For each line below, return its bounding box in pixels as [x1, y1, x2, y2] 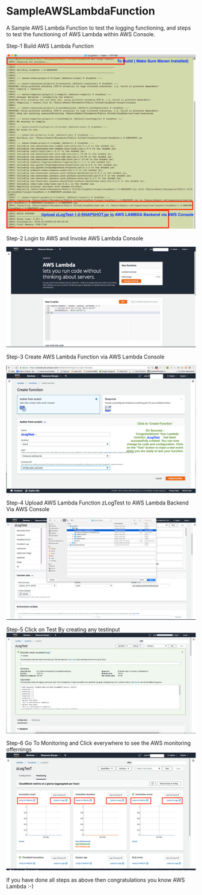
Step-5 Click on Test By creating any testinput [6, 626, 120, 633]
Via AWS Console [6, 505, 50, 512]
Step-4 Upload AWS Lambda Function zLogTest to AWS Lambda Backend [6, 499, 189, 506]
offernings [6, 745, 32, 753]
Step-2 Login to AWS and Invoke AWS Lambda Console [6, 235, 144, 242]
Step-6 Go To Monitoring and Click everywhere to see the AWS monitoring [6, 739, 191, 747]
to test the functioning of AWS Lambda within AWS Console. [6, 30, 156, 37]
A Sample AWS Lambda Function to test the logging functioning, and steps [6, 24, 191, 31]
